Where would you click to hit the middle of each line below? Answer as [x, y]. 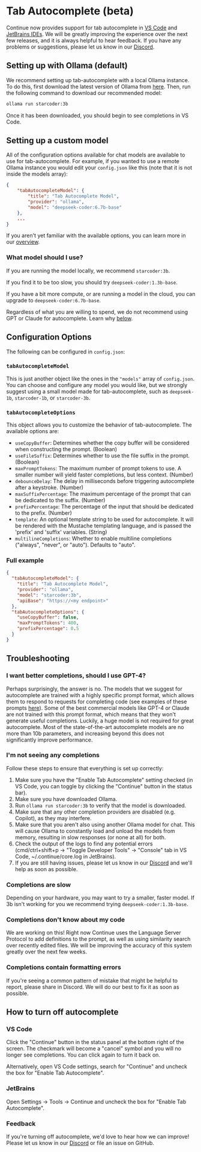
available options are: [33, 431]
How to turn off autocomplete [62, 1012]
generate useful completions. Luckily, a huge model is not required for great [100, 721]
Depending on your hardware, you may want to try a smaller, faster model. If [100, 898]
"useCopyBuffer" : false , [48, 617]
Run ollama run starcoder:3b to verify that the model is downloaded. [100, 805]
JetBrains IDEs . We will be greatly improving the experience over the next [97, 34]
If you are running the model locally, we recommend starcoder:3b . [88, 271]
